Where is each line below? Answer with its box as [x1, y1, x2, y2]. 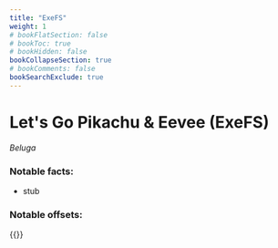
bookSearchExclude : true [9, 73, 104, 82]
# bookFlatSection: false [9, 30, 108, 39]
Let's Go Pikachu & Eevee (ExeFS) [9, 111, 270, 132]
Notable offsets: [9, 208, 83, 221]
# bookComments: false [9, 65, 96, 74]
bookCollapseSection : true [9, 56, 112, 65]
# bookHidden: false [9, 47, 88, 57]
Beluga [9, 142, 36, 153]
